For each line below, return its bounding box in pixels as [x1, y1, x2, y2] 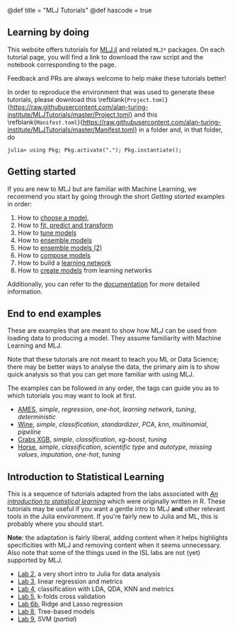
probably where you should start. [7, 520, 104, 528]
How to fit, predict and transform [17, 221, 113, 229]
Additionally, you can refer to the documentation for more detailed [7, 280, 200, 288]
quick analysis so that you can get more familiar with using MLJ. [7, 370, 195, 379]
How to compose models [17, 251, 91, 259]
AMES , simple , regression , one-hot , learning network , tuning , [17, 405, 197, 413]
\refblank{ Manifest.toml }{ [7, 118, 84, 126]
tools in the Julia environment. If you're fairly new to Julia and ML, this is [7, 512, 218, 521]
